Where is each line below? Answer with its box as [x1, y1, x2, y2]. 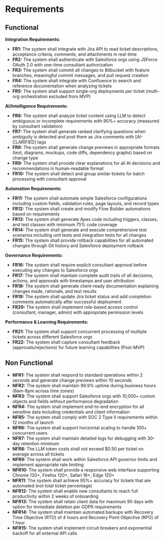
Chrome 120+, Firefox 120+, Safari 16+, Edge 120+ [12, 472, 115, 478]
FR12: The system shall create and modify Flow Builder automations [12, 206, 151, 211]
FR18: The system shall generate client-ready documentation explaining [12, 283, 159, 289]
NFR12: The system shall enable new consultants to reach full [12, 488, 138, 494]
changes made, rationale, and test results [12, 288, 97, 294]
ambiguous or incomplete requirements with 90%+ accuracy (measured [12, 118, 160, 124]
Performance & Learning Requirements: [5, 319, 88, 325]
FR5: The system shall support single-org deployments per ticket [12, 88, 145, 94]
